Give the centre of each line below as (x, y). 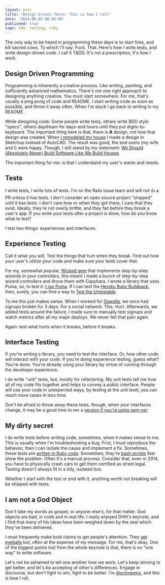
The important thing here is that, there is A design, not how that (91, 132)
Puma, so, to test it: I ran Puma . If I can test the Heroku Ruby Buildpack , (78, 286)
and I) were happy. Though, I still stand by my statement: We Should (74, 148)
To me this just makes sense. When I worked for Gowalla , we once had (77, 301)
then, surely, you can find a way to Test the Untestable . (61, 292)
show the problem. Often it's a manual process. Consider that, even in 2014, (82, 459)
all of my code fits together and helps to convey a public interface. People (80, 385)
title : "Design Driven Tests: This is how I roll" (58, 14)
